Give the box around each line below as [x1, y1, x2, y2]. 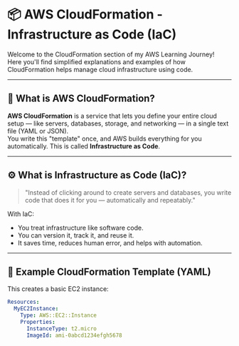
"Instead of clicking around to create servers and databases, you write [24, 188, 232, 197]
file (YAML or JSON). [7, 126, 69, 135]
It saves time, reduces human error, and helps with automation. [17, 238, 203, 247]
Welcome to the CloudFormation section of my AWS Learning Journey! [7, 50, 215, 58]
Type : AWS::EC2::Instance [20, 312, 97, 319]
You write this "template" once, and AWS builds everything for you [7, 134, 202, 143]
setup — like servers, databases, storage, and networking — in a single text [7, 119, 229, 128]
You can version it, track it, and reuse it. [17, 230, 134, 240]
